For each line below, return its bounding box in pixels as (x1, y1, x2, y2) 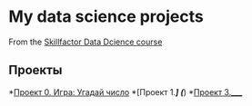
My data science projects (8, 6, 204, 27)
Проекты (8, 63, 63, 78)
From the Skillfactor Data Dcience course (8, 36, 163, 47)
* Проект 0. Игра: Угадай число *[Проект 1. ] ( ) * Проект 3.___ (8, 86, 243, 97)
